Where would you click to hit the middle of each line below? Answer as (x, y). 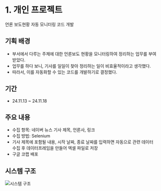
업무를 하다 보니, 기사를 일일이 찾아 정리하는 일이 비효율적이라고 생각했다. (81, 66)
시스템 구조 (21, 171)
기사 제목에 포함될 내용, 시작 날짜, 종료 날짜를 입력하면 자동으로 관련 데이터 (83, 142)
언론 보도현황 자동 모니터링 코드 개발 (39, 24)
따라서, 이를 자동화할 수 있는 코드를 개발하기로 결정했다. (65, 72)
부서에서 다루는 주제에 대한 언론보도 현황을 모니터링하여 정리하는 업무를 (80, 53)
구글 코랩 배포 (25, 154)
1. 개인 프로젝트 (34, 10)
